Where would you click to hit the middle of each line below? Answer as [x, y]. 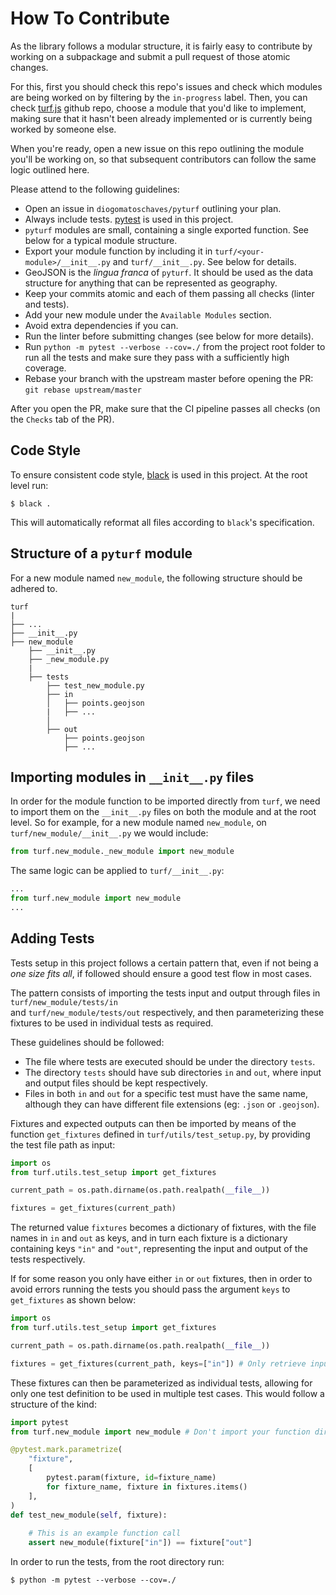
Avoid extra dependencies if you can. [101, 325]
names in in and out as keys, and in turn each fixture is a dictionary [149, 1238]
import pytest [40, 1422]
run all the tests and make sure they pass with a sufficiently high [157, 357]
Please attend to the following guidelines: [95, 189]
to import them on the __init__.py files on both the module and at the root [163, 812]
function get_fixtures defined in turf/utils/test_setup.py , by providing [160, 1134]
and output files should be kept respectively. [116, 1083]
